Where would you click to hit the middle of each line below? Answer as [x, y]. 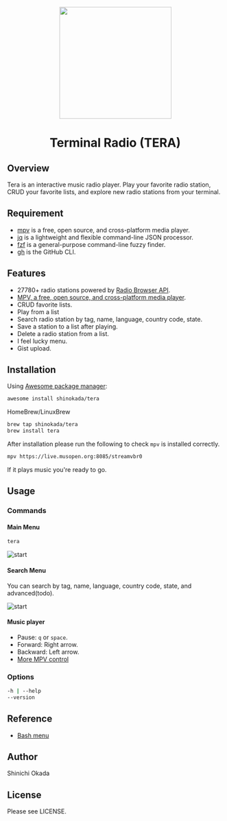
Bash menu [33, 735]
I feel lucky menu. [42, 341]
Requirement [35, 214]
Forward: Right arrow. [47, 644]
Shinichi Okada [28, 773]
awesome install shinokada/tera [53, 399]
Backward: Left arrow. [48, 652]
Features [26, 273]
